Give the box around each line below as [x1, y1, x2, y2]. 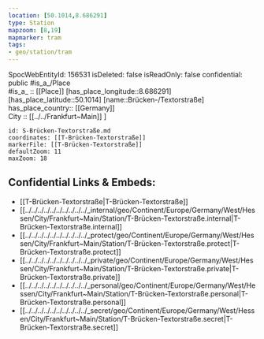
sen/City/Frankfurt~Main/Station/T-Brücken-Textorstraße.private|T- [19, 263, 239, 273]
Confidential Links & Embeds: [8, 176, 156, 189]
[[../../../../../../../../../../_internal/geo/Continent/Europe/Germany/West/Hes [19, 205, 256, 214]
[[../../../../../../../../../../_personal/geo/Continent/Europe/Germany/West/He [19, 281, 256, 290]
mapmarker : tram [8, 33, 61, 42]
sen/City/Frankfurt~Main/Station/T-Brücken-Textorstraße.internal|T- [19, 214, 241, 223]
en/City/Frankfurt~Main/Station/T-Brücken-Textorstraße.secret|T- [19, 314, 234, 323]
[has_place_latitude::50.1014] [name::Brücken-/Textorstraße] [8, 95, 205, 104]
